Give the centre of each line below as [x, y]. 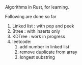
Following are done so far [31, 16]
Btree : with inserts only [36, 31]
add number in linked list [44, 47]
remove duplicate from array [48, 52]
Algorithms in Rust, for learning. [37, 7]
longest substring [37, 57]
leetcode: [22, 42]
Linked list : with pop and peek [43, 26]
